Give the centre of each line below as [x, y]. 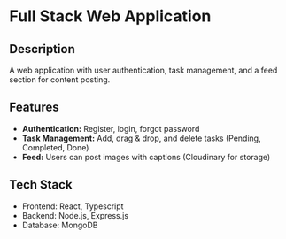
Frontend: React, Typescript [73, 206]
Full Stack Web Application [110, 16]
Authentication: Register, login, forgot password [111, 128]
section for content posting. [60, 80]
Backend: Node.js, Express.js [75, 215]
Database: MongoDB [60, 225]
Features [34, 108]
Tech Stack [41, 185]
